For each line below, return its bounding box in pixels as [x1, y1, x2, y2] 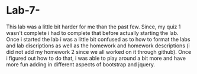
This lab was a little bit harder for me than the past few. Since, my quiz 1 [6, 23, 181, 30]
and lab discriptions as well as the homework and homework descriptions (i [6, 42, 190, 49]
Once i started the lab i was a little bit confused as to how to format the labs [6, 36, 190, 43]
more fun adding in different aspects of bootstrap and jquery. [6, 60, 156, 68]
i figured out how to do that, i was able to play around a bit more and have [6, 54, 186, 62]
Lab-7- [6, 4, 40, 17]
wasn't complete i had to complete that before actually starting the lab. [6, 29, 179, 36]
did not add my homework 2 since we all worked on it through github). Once [6, 48, 192, 55]
